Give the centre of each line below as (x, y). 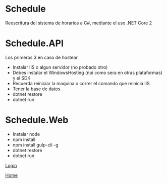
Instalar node (26, 134)
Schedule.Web (37, 120)
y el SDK (21, 78)
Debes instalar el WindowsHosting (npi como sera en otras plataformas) (87, 72)
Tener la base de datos (36, 89)
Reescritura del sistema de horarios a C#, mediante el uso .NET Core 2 (79, 23)
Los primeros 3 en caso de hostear (42, 57)
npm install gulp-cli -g (36, 144)
